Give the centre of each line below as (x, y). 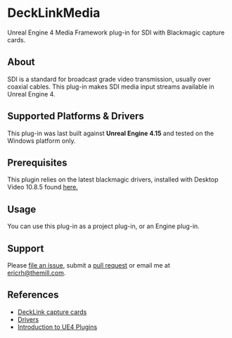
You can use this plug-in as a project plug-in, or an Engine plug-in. (104, 226)
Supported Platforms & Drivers (76, 117)
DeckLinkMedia (54, 13)
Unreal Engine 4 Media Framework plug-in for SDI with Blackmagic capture (116, 32)
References (33, 295)
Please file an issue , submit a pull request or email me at (89, 265)
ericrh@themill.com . (37, 273)
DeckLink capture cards (52, 312)
